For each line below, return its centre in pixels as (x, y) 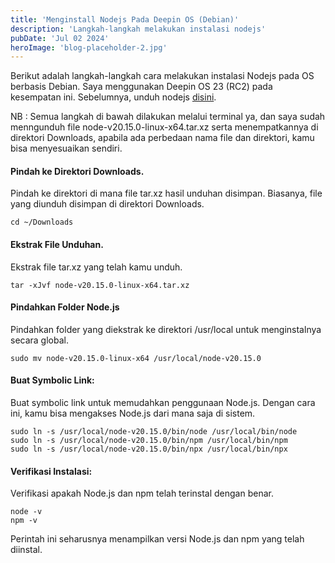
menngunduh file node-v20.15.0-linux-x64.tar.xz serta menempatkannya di (164, 127)
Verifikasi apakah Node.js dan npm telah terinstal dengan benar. (142, 493)
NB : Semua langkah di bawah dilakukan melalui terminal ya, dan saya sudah (168, 117)
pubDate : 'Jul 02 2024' (60, 38)
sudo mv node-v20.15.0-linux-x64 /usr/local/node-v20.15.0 (136, 358)
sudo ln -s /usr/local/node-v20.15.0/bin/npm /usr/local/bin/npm (149, 441)
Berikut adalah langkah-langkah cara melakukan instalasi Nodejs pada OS (162, 76)
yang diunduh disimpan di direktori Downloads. (107, 204)
